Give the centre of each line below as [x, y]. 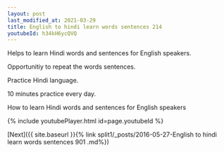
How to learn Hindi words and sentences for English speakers [97, 108]
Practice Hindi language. [43, 81]
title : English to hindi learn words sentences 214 [85, 27]
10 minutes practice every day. [52, 94]
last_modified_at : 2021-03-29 [52, 20]
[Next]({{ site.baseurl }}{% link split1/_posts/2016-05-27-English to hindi [112, 134]
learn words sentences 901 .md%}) [58, 142]
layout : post [26, 14]
